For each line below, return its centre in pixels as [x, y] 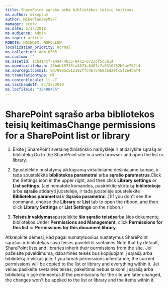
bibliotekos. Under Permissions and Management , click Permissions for [88, 222]
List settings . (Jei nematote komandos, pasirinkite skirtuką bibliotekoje [87, 186]
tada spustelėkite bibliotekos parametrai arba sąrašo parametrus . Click [87, 175]
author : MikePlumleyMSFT [31, 19]
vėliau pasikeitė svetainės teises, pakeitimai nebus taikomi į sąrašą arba [79, 269]
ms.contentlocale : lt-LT [31, 80]
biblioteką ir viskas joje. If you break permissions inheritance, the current [80, 259]
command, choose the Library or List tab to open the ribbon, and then [85, 202]
